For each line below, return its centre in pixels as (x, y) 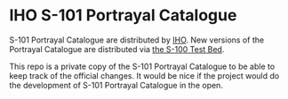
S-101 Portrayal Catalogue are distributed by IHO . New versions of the (137, 40)
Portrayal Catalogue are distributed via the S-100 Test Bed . (117, 49)
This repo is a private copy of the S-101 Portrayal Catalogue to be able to (142, 66)
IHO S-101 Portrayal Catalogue (123, 15)
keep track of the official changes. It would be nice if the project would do (144, 75)
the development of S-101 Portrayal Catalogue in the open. (116, 85)
